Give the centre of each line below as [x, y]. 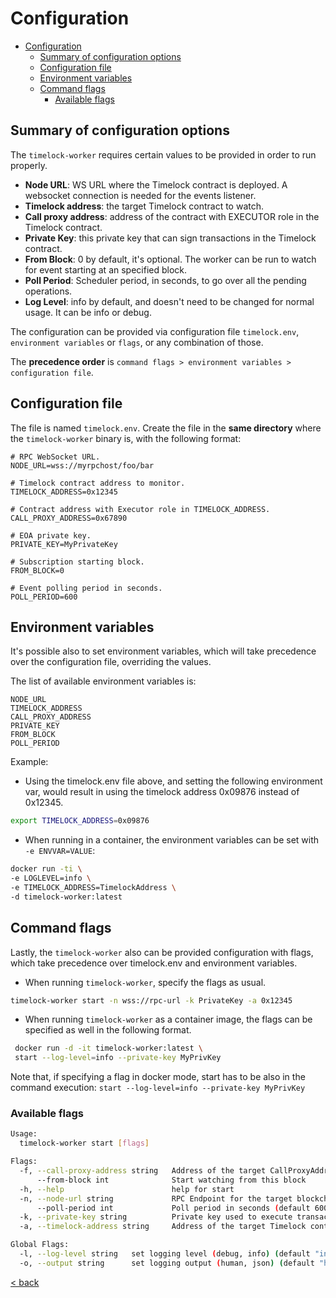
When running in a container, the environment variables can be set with [172, 840]
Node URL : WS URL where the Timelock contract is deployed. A [156, 184]
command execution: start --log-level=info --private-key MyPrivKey [158, 1088]
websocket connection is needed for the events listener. [140, 195]
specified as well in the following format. [108, 1030]
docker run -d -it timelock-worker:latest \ [108, 1048]
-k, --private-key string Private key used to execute [156, 1217]
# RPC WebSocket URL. [55, 457]
